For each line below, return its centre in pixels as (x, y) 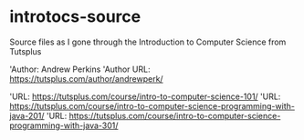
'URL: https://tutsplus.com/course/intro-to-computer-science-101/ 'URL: (145, 96)
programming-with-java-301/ (64, 125)
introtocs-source (75, 17)
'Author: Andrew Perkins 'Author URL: (80, 69)
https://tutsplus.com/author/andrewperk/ (86, 78)
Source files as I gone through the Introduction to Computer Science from (148, 42)
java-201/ (27, 115)
